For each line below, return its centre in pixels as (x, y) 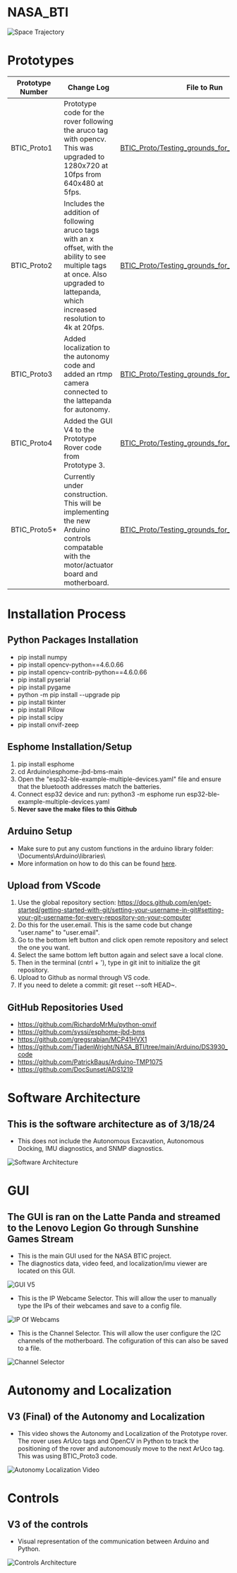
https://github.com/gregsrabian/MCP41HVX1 (82, 1039)
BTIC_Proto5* (34, 530)
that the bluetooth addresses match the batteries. (89, 786)
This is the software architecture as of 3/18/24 (111, 1124)
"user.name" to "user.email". (59, 932)
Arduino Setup (40, 831)
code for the (84, 112)
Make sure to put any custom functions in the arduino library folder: (115, 848)
